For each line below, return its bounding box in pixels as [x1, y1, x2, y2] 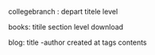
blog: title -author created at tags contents [8, 37, 147, 47]
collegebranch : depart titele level [8, 7, 118, 16]
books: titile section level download [8, 22, 124, 31]
